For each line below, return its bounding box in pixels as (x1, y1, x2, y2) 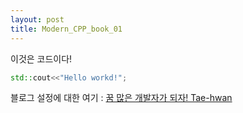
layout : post (10, 14, 65, 25)
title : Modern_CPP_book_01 (10, 24, 123, 34)
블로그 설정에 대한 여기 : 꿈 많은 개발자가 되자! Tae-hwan (10, 92, 233, 104)
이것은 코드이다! (10, 52, 73, 65)
